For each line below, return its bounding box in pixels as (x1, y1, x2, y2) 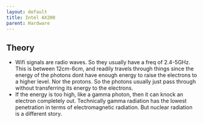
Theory (6, 42, 35, 53)
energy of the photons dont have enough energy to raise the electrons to (15, 71, 198, 79)
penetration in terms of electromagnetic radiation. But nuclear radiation (15, 104, 193, 111)
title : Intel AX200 (6, 15, 56, 21)
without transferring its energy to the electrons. (15, 84, 133, 91)
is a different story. (15, 110, 62, 118)
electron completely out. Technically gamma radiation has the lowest (15, 98, 187, 105)
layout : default (6, 8, 47, 15)
